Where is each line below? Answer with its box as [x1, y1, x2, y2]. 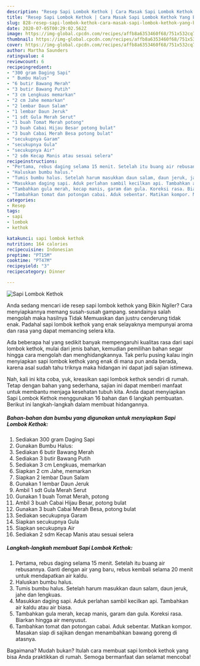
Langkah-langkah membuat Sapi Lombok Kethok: [7, 544, 133, 552]
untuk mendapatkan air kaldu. [15, 572, 88, 579]
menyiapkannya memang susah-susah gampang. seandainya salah [7, 308, 171, 315]
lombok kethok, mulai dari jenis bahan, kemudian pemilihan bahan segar [7, 345, 183, 352]
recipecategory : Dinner [7, 269, 66, 275]
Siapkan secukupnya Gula [15, 518, 80, 525]
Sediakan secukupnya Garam [15, 512, 88, 519]
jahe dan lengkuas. [15, 591, 62, 598]
